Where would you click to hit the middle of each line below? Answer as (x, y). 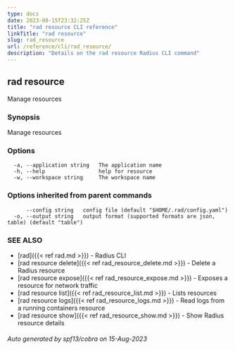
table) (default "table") (45, 222)
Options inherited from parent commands (80, 195)
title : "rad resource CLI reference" (63, 27)
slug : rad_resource (36, 40)
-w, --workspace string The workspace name (85, 178)
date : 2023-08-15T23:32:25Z (49, 20)
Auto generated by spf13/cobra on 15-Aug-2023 (77, 339)
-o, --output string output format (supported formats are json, (115, 216)
